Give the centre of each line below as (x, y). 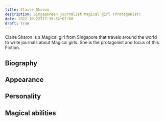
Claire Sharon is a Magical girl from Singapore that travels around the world (81, 37)
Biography (21, 63)
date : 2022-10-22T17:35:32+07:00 (39, 19)
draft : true (17, 23)
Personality (23, 96)
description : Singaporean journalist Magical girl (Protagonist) (73, 14)
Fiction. (13, 48)
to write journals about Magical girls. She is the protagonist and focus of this (82, 43)
